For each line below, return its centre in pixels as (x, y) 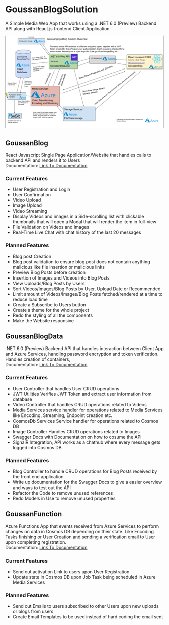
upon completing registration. (36, 542)
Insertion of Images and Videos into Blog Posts (61, 277)
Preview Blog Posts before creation (49, 272)
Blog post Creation (32, 256)
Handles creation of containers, (38, 359)
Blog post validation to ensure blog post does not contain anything (81, 262)
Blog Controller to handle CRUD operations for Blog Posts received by (85, 471)
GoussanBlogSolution (52, 9)
